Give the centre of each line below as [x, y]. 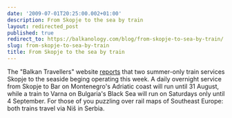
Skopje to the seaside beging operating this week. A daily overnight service [115, 79]
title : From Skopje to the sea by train [66, 52]
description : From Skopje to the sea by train [75, 20]
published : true [30, 33]
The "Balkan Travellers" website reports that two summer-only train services [116, 71]
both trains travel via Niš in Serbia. [56, 108]
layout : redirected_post [43, 26]
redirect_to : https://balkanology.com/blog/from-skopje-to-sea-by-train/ [116, 39]
